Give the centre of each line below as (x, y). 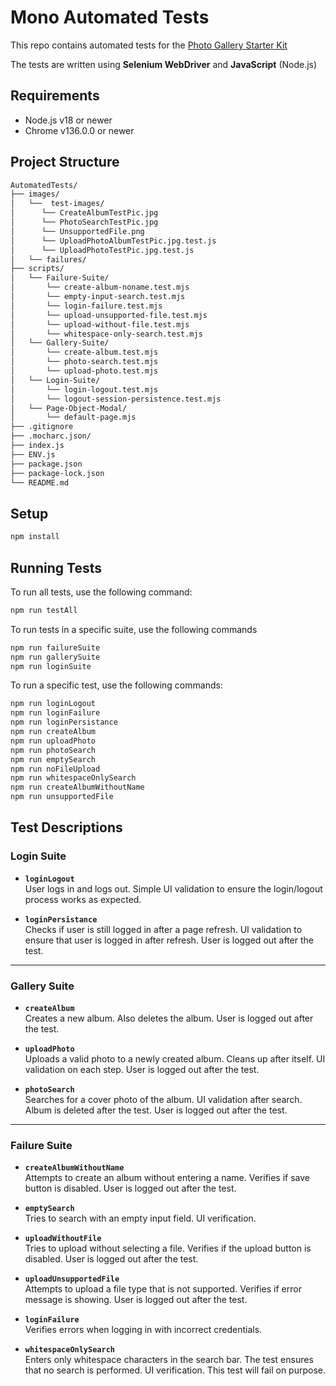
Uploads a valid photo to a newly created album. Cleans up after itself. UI (175, 1059)
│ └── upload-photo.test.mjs (84, 371)
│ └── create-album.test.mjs (84, 352)
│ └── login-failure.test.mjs (86, 306)
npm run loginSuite (51, 666)
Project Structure (65, 162)
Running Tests (56, 567)
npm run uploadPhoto (53, 741)
